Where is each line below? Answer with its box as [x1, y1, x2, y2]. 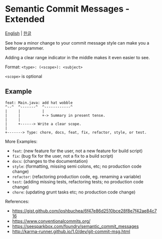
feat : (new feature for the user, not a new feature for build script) [12, 148, 143, 154]
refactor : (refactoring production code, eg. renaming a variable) [12, 174, 141, 179]
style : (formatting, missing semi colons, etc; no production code [12, 163, 142, 169]
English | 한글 [5, 30, 32, 36]
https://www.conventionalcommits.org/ [12, 218, 91, 224]
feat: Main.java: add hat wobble [5, 100, 73, 105]
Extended [5, 14, 45, 25]
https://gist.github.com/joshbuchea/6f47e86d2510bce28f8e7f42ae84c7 [12, 207, 157, 214]
